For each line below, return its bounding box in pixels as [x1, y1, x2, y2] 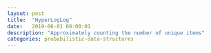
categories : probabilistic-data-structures [7, 36, 134, 43]
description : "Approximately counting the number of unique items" [7, 29, 205, 36]
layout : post [7, 10, 45, 17]
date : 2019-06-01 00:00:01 [7, 23, 91, 30]
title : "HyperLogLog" [7, 17, 72, 23]
